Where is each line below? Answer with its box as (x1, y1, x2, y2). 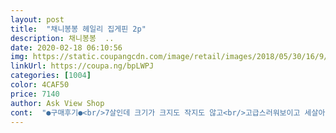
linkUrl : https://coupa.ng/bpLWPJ (10, 61, 155, 71)
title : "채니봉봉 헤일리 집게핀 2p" (10, 24, 147, 34)
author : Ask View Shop (10, 98, 105, 108)
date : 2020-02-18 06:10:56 (10, 42, 123, 53)
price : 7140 (10, 89, 60, 99)
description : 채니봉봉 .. (10, 33, 115, 43)
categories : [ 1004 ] (10, 71, 92, 81)
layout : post (10, 14, 65, 25)
